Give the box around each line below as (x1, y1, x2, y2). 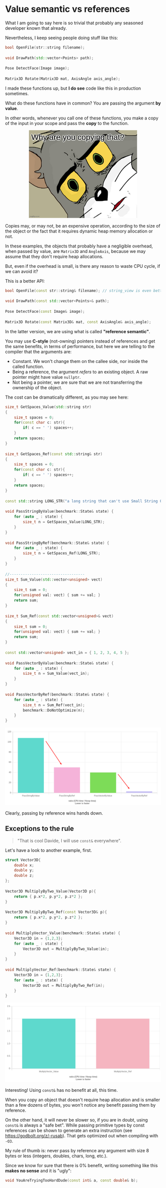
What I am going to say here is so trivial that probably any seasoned (5, 20, 143, 26)
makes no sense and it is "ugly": (5, 1168, 72, 1174)
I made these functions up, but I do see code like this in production (5, 85, 141, 91)
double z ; (14, 873, 35, 878)
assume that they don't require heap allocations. (5, 253, 104, 259)
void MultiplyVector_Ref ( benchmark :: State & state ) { (5, 967, 116, 972)
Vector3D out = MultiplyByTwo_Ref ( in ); (23, 983, 105, 988)
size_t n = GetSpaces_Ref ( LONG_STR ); (23, 551, 100, 556)
